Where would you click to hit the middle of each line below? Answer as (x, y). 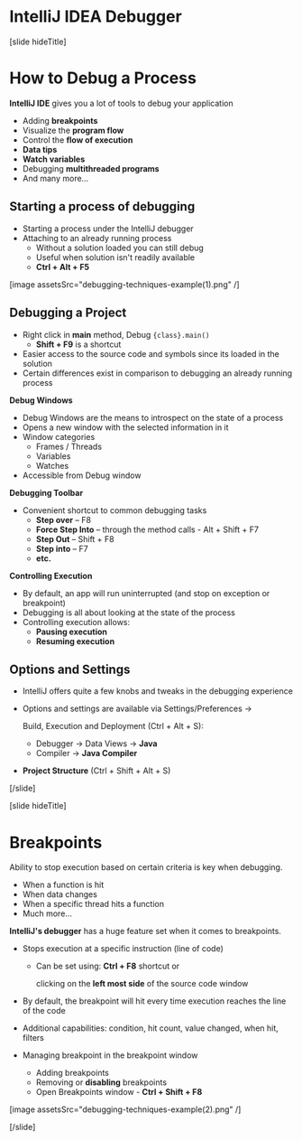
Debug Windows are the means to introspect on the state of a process (153, 417)
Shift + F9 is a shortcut (78, 344)
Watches (52, 465)
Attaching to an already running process (97, 238)
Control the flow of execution (78, 140)
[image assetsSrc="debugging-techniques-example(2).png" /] (125, 1109)
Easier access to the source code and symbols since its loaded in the (151, 353)
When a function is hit (63, 885)
